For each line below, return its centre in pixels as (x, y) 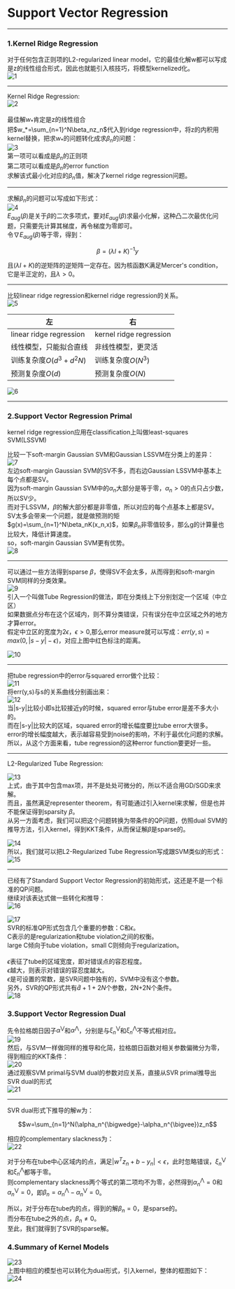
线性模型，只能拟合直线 (50, 347)
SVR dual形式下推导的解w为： (51, 1110)
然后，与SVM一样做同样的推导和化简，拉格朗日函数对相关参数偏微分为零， (115, 1048)
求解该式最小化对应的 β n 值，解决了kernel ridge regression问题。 (99, 177)
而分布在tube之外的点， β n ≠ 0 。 (54, 1219)
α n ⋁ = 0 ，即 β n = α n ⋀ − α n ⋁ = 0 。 (57, 1193)
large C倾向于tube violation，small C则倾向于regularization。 (95, 945)
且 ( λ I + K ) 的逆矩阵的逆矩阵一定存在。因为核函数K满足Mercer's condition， (115, 266)
